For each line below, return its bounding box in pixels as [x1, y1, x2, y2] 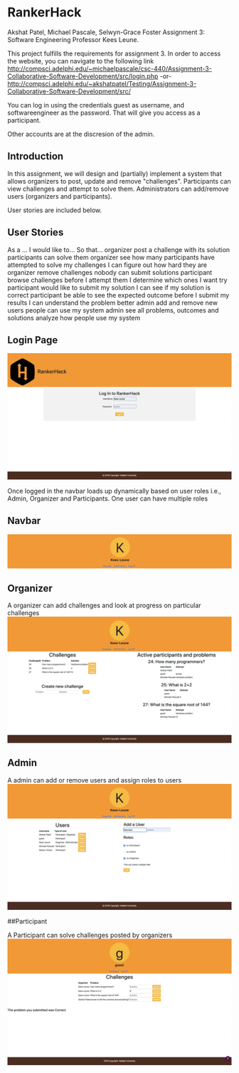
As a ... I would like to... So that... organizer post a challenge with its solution [7, 245, 230, 253]
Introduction [7, 150, 64, 162]
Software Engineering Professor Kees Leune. [7, 35, 139, 43]
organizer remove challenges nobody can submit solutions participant [7, 268, 213, 276]
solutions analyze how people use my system [7, 313, 141, 322]
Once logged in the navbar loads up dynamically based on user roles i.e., [7, 486, 222, 495]
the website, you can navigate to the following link [7, 56, 154, 65]
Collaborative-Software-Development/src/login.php [7, 72, 159, 80]
